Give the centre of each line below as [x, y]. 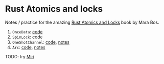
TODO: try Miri [20, 56]
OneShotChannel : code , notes [41, 42]
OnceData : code [27, 32]
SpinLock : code [27, 37]
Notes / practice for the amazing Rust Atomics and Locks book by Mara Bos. [82, 22]
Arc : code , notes [29, 47]
